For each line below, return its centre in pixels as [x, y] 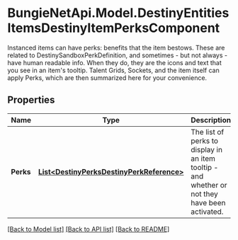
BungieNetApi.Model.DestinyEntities [118, 13]
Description [211, 120]
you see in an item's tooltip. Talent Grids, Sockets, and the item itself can [113, 70]
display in [207, 149]
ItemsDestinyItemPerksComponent [114, 28]
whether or [209, 185]
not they [204, 194]
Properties [31, 100]
